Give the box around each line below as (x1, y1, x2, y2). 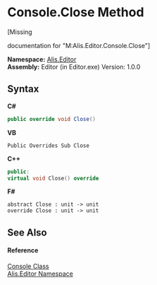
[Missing (7, 28, 33, 36)
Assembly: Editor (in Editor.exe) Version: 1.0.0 (7, 62, 141, 71)
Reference (7, 246, 39, 255)
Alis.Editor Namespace (7, 269, 74, 278)
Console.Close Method (7, 4, 144, 21)
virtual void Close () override (7, 175, 99, 182)
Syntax (7, 83, 39, 95)
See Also (7, 226, 47, 238)
